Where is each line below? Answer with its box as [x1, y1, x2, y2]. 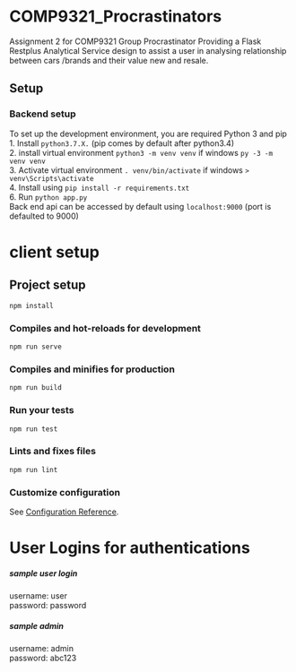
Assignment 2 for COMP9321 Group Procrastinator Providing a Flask [9, 36, 262, 47]
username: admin [9, 643, 74, 654]
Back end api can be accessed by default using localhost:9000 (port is [9, 201, 272, 211]
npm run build [9, 383, 63, 392]
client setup [9, 242, 100, 262]
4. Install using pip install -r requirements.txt [9, 182, 190, 193]
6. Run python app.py [9, 191, 88, 202]
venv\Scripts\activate [9, 174, 94, 183]
